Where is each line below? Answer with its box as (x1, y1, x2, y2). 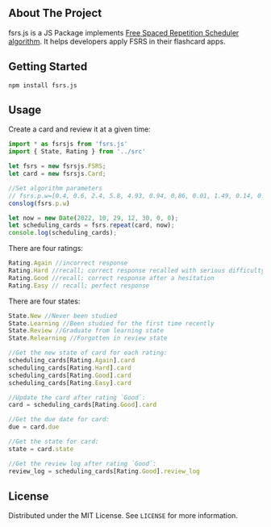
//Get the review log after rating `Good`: (8, 459, 157, 467)
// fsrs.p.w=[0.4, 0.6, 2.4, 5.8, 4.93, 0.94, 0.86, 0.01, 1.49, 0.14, (8, 191, 254, 200)
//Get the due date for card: (8, 416, 110, 424)
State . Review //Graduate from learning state (8, 327, 164, 335)
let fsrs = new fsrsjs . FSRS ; (8, 162, 106, 170)
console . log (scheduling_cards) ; (8, 229, 117, 237)
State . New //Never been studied (8, 312, 117, 320)
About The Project (8, 6, 102, 20)
